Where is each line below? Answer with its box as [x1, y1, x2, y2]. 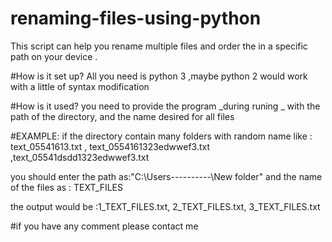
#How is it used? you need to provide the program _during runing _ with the [10, 100, 321, 112]
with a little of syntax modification [10, 80, 150, 92]
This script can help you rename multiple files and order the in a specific [10, 40, 308, 52]
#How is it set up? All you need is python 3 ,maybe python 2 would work [10, 70, 308, 82]
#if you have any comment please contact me [10, 220, 199, 232]
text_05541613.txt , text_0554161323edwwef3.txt [10, 140, 211, 152]
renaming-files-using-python [10, 7, 262, 30]
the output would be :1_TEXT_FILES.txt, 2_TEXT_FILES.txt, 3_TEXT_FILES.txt [10, 200, 321, 212]
